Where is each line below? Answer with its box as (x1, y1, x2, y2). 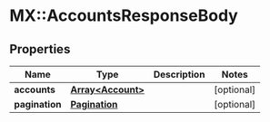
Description (153, 69, 205, 80)
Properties (9, 42, 71, 57)
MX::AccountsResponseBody (9, 5, 238, 26)
